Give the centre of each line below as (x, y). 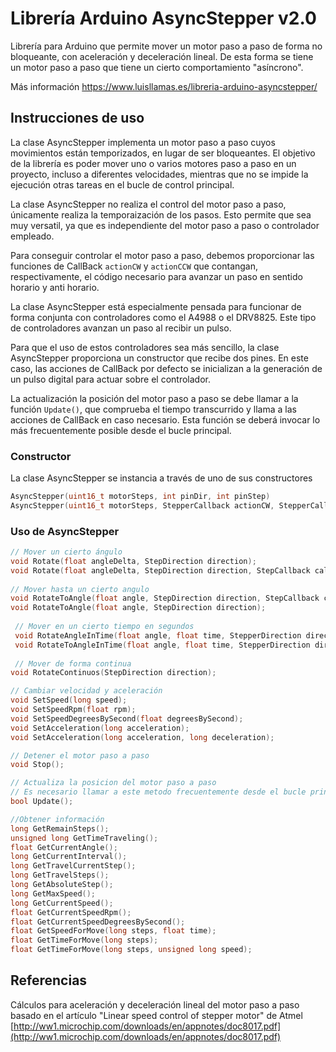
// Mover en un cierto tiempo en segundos (104, 627)
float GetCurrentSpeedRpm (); (71, 912)
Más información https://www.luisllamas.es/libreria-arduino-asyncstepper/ (164, 86)
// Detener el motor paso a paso (80, 755)
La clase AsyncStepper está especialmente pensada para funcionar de (156, 306)
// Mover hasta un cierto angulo (80, 589)
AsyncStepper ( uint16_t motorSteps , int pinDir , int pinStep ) (140, 497)
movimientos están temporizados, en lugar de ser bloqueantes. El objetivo (163, 153)
